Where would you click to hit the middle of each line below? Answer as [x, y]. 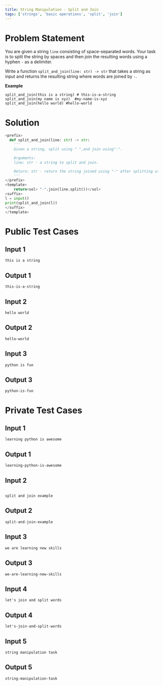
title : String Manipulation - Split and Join [52, 9]
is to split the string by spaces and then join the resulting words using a [76, 57]
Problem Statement [45, 38]
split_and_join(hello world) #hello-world [49, 103]
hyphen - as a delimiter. [29, 62]
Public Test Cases [42, 231]
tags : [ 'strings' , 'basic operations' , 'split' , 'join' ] [64, 14]
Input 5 [16, 641]
